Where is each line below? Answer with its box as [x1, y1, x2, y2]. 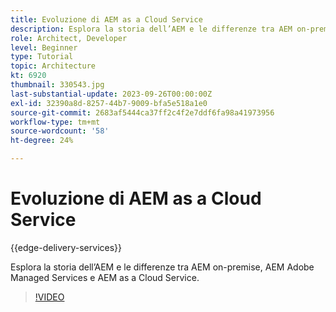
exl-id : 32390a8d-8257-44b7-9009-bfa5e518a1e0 [10, 98, 208, 108]
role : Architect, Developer [10, 33, 128, 43]
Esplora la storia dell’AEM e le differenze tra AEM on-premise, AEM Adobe [10, 261, 315, 273]
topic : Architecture [10, 61, 97, 71]
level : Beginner [10, 42, 78, 53]
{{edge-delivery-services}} [10, 241, 123, 253]
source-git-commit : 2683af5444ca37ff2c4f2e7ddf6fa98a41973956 [10, 107, 275, 118]
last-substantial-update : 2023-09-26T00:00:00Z [10, 89, 213, 99]
